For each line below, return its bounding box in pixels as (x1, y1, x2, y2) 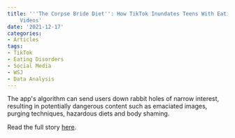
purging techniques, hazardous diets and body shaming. (7, 109, 170, 118)
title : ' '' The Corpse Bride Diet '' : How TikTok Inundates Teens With (7, 10, 215, 18)
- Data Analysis (7, 75, 55, 83)
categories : (7, 29, 42, 37)
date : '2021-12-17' (7, 23, 64, 30)
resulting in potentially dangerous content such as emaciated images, (7, 102, 208, 111)
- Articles (7, 36, 39, 43)
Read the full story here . (7, 123, 77, 132)
